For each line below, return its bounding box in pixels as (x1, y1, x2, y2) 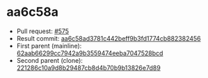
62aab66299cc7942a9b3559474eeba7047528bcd (16, 49, 163, 57)
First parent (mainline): (16, 41, 82, 50)
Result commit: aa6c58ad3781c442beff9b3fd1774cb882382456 (16, 34, 201, 42)
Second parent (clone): (16, 56, 83, 64)
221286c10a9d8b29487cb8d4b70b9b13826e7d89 (16, 64, 161, 72)
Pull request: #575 (16, 27, 70, 35)
